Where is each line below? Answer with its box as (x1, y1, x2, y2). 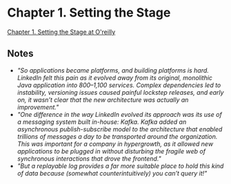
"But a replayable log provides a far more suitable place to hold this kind (17, 161, 224, 170)
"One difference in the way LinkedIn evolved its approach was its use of (17, 110, 222, 118)
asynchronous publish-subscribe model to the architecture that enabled (17, 125, 223, 133)
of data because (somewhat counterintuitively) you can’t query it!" (17, 169, 208, 177)
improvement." (17, 102, 59, 111)
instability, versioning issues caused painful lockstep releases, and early (17, 88, 224, 96)
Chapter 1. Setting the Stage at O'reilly (7, 28, 116, 36)
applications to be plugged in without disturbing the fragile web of (17, 147, 205, 155)
